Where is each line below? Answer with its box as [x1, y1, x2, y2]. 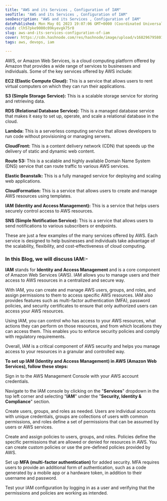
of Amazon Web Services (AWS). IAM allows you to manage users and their [5, 272, 160, 278]
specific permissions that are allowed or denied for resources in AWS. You [5, 439, 158, 445]
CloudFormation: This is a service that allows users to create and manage [5, 188, 158, 194]
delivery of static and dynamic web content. [5, 148, 95, 154]
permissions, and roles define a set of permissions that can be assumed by [5, 419, 159, 425]
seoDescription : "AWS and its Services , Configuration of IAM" [5, 16, 141, 21]
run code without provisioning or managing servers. [5, 133, 111, 139]
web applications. [5, 178, 41, 184]
